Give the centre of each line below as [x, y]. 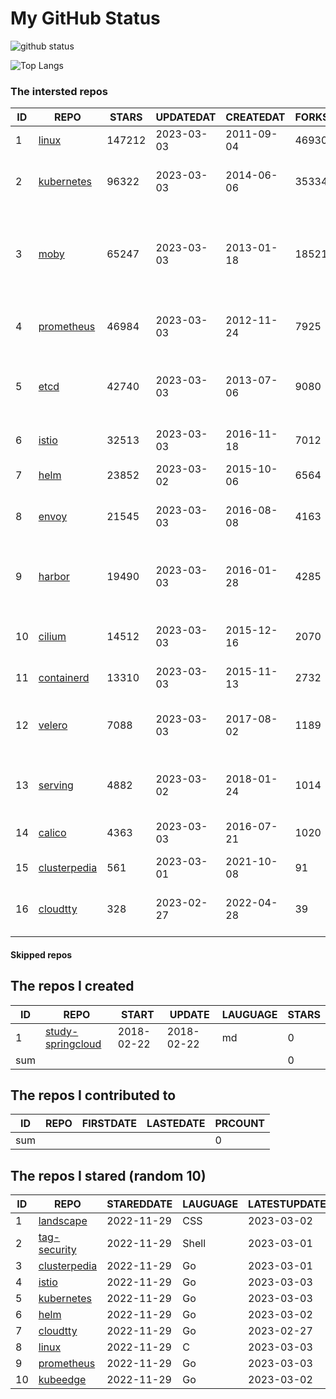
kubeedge [62, 1380]
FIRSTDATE [109, 1124]
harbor [54, 577]
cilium [52, 637]
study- [61, 1031]
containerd [64, 678]
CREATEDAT [255, 117]
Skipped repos [41, 954]
